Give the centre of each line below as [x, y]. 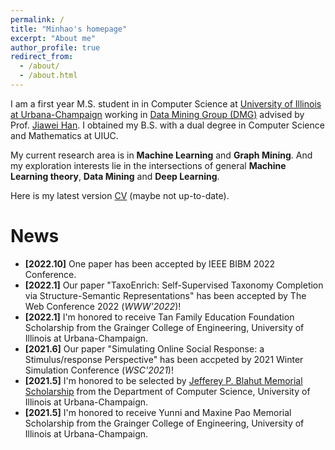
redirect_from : [42, 57]
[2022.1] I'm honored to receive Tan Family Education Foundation [159, 317]
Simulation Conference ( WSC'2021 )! [99, 370]
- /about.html [48, 76]
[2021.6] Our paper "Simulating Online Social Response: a [144, 348]
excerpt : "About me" [53, 38]
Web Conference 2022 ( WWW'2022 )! [103, 306]
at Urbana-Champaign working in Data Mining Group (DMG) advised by [157, 114]
